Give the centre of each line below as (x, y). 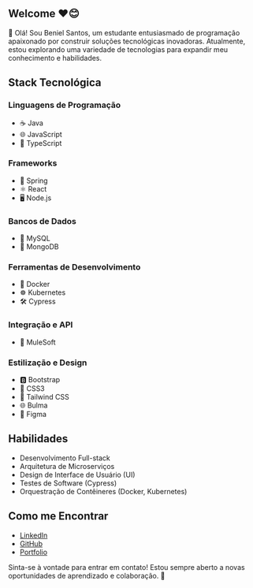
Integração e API (41, 325)
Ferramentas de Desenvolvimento (74, 267)
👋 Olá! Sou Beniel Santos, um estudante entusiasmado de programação (124, 32)
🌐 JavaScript (41, 134)
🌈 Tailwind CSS (44, 396)
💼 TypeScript (41, 143)
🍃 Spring (34, 180)
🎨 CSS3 (32, 388)
